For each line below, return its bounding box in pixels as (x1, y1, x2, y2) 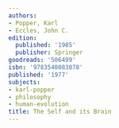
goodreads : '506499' (8, 56, 77, 64)
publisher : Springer (15, 48, 83, 56)
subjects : (8, 78, 41, 86)
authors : (8, 11, 37, 20)
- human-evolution (8, 100, 69, 108)
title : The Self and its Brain (8, 108, 112, 116)
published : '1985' (15, 41, 77, 49)
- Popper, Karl (8, 19, 59, 27)
